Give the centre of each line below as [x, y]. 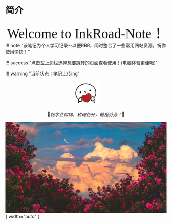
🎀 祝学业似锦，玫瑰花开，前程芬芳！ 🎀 [86, 114]
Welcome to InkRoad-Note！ [86, 33]
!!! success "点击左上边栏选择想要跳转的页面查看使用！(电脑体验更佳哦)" [81, 63]
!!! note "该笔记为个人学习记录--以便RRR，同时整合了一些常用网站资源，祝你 [86, 45]
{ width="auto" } [23, 217]
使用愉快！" [18, 51]
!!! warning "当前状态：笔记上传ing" [43, 73]
